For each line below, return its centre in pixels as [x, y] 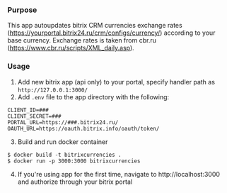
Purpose [22, 10]
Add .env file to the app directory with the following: [93, 96]
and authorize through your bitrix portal [75, 182]
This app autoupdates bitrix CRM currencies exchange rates [95, 26]
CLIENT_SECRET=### [34, 116]
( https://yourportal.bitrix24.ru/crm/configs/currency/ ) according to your [111, 33]
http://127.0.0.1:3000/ [53, 90]
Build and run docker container [63, 142]
